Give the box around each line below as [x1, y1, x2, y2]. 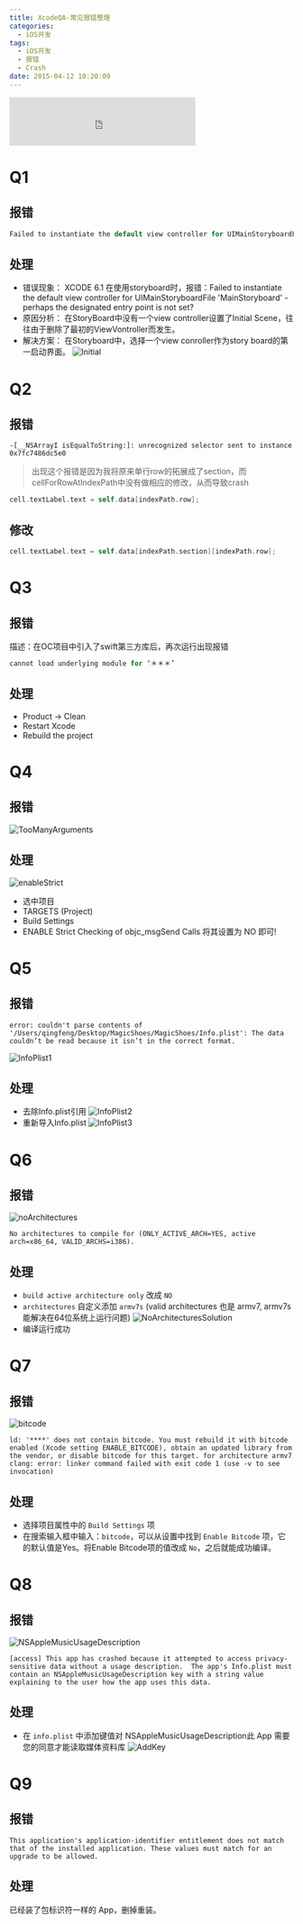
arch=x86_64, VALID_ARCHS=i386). [9, 1237, 135, 1247]
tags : [9, 38, 30, 48]
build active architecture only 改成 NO [22, 1290, 173, 1301]
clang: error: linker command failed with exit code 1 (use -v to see [9, 1460, 280, 1469]
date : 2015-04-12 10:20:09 [9, 72, 111, 81]
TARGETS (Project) [22, 905, 93, 916]
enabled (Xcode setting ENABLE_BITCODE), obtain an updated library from [9, 1443, 293, 1452]
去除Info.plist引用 [22, 1106, 87, 1117]
